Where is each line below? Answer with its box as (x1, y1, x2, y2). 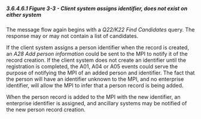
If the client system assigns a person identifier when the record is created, (6, 43, 190, 51)
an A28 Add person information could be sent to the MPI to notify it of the (6, 50, 188, 57)
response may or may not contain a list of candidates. (6, 32, 139, 39)
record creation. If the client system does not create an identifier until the (6, 57, 187, 64)
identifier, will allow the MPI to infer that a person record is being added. (6, 82, 184, 89)
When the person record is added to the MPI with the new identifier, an (6, 93, 181, 101)
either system (6, 11, 42, 18)
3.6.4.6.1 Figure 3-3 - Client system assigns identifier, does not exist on (6, 5, 188, 12)
